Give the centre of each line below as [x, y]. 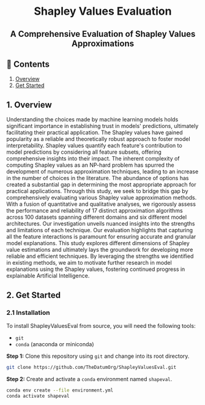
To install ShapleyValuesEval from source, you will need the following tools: [101, 325]
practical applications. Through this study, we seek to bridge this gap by [97, 191]
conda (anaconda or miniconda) [54, 344]
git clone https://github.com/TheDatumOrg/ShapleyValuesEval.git [91, 367]
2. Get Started [34, 295]
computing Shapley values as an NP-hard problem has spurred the [90, 165]
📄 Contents [28, 64]
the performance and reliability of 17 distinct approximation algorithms [95, 211]
